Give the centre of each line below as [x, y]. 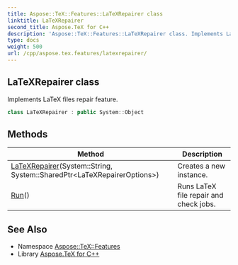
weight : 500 [25, 47]
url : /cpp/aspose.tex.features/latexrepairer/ [77, 54]
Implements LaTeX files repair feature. [63, 99]
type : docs [23, 40]
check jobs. [197, 204]
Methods [28, 134]
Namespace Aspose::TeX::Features [69, 247]
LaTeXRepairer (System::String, [62, 166]
